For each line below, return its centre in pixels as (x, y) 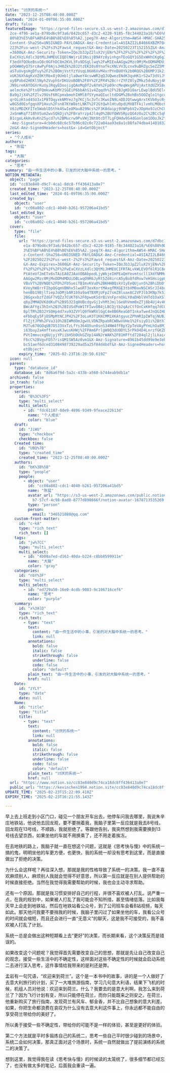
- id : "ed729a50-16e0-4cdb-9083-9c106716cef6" (73, 589)
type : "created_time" (41, 453)
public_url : (23, 788)
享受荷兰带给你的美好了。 (32, 1014)
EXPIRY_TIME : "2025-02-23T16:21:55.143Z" (50, 797)
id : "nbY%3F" (32, 575)
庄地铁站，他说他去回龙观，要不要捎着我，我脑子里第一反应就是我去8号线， (84, 823)
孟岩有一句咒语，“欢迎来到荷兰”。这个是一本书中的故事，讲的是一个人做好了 (85, 976)
